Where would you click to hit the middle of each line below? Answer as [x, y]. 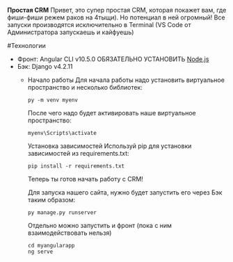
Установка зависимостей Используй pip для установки [110, 146]
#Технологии [27, 46]
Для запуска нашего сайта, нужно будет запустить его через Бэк [125, 193]
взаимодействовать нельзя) [70, 233]
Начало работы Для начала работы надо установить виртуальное [126, 80]
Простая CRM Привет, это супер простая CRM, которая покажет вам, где [117, 10]
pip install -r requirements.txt [76, 166]
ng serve [40, 252]
